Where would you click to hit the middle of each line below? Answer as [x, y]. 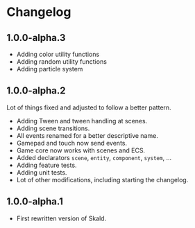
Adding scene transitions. [53, 128]
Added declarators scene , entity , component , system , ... [94, 157]
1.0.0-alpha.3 [36, 38]
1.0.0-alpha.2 [36, 91]
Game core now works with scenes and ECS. [81, 150]
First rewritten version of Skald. [61, 218]
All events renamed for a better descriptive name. [87, 135]
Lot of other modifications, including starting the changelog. [102, 179]
